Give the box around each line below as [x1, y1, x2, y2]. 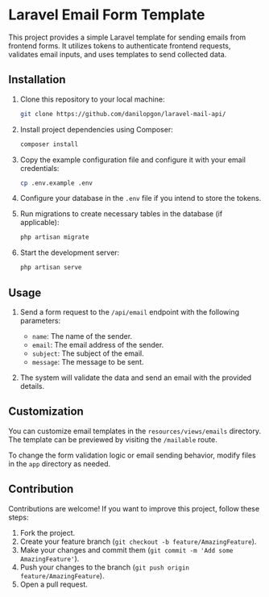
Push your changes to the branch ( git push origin [19, 562, 190, 572]
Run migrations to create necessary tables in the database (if [19, 209, 223, 219]
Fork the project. [19, 528, 76, 537]
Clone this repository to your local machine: [19, 94, 165, 104]
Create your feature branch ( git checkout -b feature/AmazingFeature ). [19, 536, 257, 546]
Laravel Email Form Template [8, 6, 205, 24]
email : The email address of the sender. [31, 340, 164, 349]
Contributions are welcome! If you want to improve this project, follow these [8, 503, 260, 513]
